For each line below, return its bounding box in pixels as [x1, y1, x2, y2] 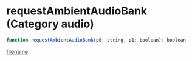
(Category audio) [6, 17, 94, 31]
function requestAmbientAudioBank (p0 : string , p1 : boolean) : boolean [6, 37, 187, 43]
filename [6, 48, 29, 55]
